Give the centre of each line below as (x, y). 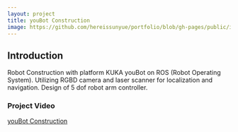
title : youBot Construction (49, 20)
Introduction (35, 55)
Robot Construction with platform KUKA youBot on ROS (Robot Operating (114, 73)
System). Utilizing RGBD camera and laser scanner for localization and (110, 80)
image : (17, 27)
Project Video (31, 106)
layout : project (31, 14)
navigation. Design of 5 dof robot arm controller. (78, 88)
